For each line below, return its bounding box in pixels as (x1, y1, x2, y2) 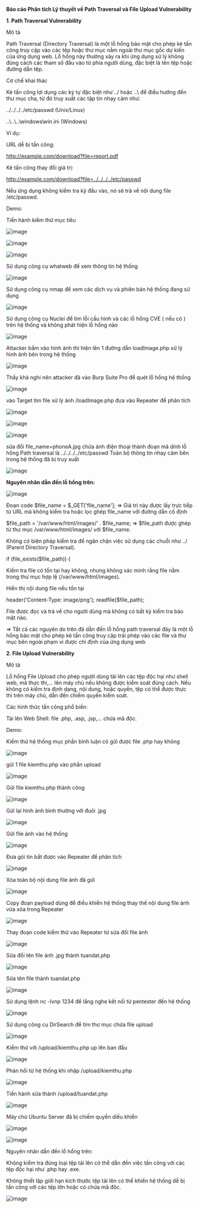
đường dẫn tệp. (6, 65, 43, 73)
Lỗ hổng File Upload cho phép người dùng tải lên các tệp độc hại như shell (6, 673, 188, 680)
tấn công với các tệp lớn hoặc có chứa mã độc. (6, 1184, 121, 1190)
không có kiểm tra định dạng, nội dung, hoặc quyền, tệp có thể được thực (6, 686, 187, 693)
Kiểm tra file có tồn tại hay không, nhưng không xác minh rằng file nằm (6, 567, 180, 574)
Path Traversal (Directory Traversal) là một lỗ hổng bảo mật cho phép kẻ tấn (6, 40, 192, 47)
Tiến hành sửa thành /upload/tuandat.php (6, 1090, 108, 1097)
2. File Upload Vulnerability (6, 650, 75, 657)
